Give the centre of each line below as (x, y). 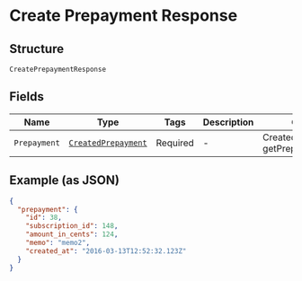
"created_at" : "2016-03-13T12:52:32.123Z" (106, 251)
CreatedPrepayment (108, 143)
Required (175, 143)
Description (228, 122)
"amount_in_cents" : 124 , (72, 234)
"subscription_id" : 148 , (72, 226)
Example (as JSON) (64, 180)
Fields (27, 97)
